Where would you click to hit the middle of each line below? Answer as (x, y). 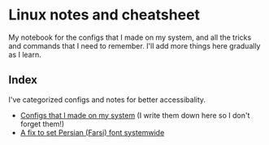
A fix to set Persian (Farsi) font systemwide (92, 132)
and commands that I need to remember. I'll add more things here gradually (134, 45)
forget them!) (42, 124)
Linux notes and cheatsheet (104, 15)
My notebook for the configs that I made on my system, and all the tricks (130, 37)
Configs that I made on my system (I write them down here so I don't (135, 115)
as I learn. (25, 54)
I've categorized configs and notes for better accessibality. (107, 100)
